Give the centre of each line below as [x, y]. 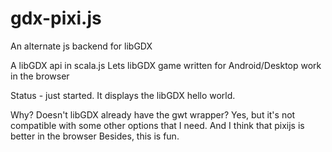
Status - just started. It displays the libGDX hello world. [123, 95]
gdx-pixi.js [56, 18]
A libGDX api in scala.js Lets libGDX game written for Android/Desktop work [166, 65]
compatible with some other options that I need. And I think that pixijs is [157, 125]
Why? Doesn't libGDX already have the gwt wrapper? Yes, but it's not [153, 114]
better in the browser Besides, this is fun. [95, 136]
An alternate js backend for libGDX [81, 46]
